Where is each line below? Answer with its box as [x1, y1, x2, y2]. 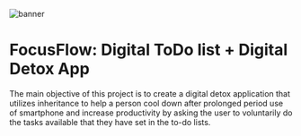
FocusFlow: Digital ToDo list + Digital [9, 40, 288, 60]
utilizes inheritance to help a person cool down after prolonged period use [9, 98, 284, 108]
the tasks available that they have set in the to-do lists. [9, 116, 211, 127]
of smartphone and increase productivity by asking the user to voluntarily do [9, 107, 293, 118]
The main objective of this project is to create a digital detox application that [9, 88, 290, 98]
